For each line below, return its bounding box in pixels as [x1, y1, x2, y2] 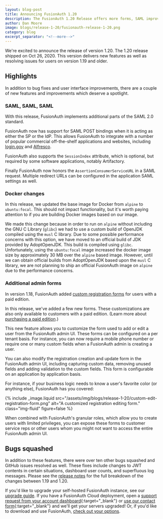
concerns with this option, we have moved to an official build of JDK [5, 237, 142, 243]
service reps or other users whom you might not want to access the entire [5, 425, 153, 431]
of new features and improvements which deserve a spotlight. [5, 90, 129, 96]
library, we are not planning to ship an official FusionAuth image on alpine [5, 263, 153, 269]
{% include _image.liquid [5, 395, 55, 401]
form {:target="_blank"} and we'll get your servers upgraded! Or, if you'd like [5, 503, 157, 509]
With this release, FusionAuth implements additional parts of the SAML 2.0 [5, 113, 154, 119]
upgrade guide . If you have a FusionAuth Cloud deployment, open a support [5, 493, 157, 499]
